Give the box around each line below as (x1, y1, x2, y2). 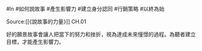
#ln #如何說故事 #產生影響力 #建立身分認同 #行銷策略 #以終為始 (6, 5, 165, 12)
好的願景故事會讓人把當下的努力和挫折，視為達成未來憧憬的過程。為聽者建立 (6, 31, 196, 38)
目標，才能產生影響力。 (6, 38, 64, 45)
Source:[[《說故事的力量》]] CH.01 (6, 18, 87, 25)
